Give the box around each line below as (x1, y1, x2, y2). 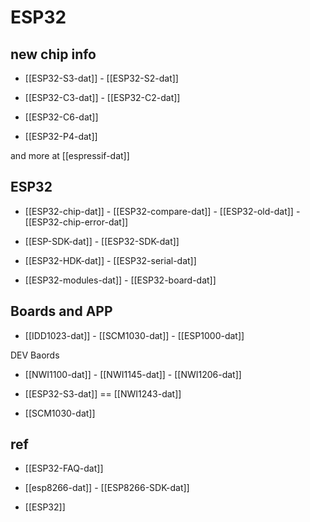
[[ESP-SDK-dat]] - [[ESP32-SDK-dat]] (24, 235, 180, 247)
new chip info (10, 46, 97, 63)
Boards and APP (10, 303, 113, 320)
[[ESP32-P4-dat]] (24, 131, 98, 142)
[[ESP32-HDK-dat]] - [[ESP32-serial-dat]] (24, 254, 197, 266)
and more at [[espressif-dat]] (10, 150, 130, 161)
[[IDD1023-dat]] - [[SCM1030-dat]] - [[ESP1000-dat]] (24, 329, 245, 341)
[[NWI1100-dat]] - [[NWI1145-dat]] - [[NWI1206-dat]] (24, 368, 242, 380)
